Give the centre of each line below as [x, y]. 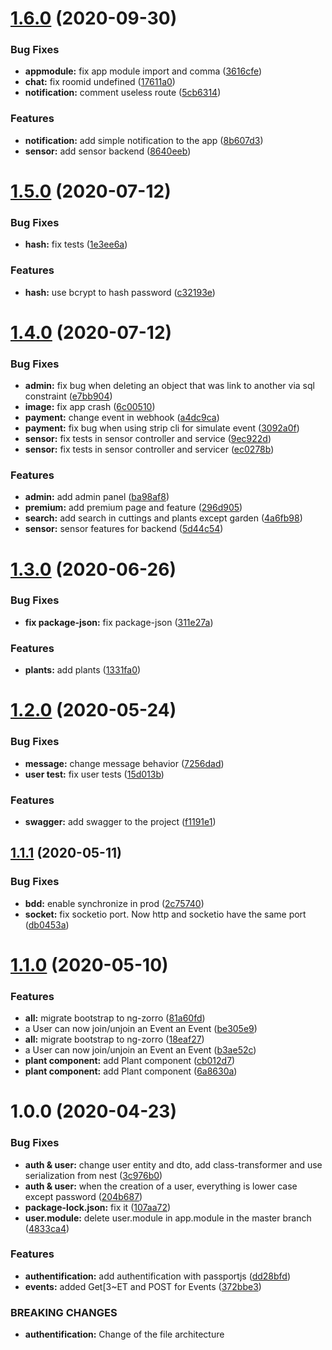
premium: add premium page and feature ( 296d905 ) [133, 508]
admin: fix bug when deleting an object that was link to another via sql [169, 386]
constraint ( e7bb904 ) [68, 396]
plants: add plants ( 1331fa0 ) [83, 670]
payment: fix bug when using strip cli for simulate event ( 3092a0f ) [162, 428]
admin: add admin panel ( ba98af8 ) [97, 497]
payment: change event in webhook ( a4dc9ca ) [122, 418]
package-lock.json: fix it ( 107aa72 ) [98, 1207]
